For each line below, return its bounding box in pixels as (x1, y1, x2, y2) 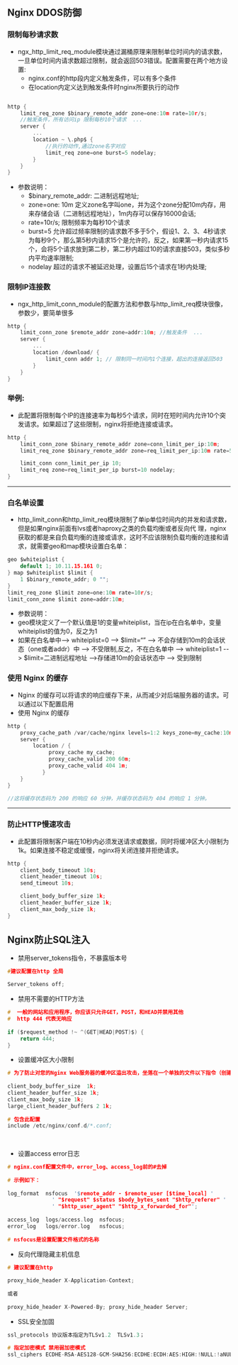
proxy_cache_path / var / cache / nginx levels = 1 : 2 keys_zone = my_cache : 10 (20, 729, 230, 736)
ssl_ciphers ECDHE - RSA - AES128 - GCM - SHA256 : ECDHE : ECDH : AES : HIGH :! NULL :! (7, 1351, 220, 1359)
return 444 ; (20, 1035, 55, 1042)
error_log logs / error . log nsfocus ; (7, 1222, 125, 1229)
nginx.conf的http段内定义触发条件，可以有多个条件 (28, 74, 177, 82)
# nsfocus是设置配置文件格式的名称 (7, 1236, 100, 1243)
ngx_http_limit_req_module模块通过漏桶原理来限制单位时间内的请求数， (17, 47, 227, 55)
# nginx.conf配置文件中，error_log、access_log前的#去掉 (7, 1164, 167, 1171)
